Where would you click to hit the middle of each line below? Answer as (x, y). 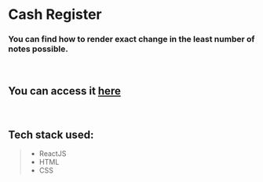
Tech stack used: (51, 134)
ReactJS (53, 154)
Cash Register (55, 15)
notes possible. (38, 49)
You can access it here (65, 91)
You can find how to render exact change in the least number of (131, 39)
